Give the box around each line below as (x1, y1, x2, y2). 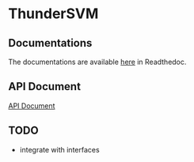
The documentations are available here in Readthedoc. (8, 57, 187, 66)
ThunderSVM (8, 5, 99, 23)
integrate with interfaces (19, 145, 101, 154)
